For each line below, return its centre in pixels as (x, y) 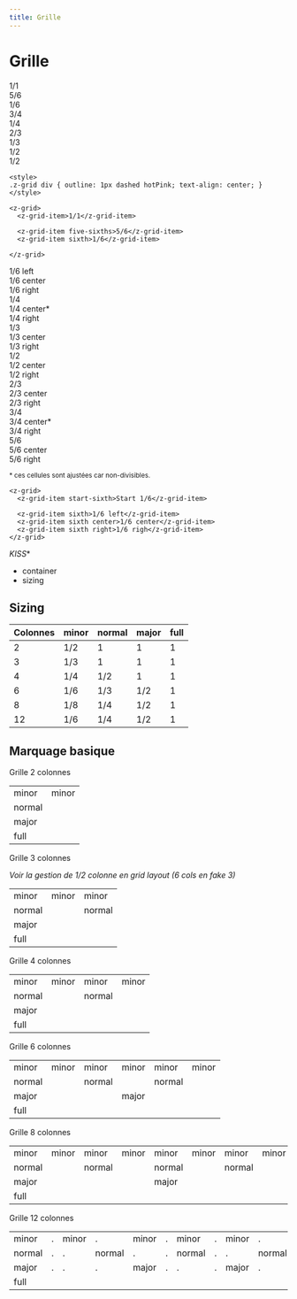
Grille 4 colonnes (40, 961)
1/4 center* (30, 308)
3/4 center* (30, 421)
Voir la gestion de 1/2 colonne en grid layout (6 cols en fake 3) (122, 875)
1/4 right (24, 318)
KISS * (20, 553)
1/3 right (24, 346)
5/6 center (28, 450)
